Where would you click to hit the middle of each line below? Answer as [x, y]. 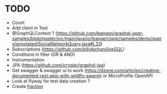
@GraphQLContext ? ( [34, 33]
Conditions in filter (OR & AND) [43, 54]
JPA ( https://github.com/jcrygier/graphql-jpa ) [58, 65]
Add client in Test [30, 27]
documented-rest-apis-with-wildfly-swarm [56, 75]
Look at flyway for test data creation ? [51, 81]
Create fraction [27, 86]
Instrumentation [28, 59]
